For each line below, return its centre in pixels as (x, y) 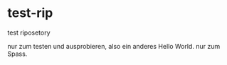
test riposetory (29, 32)
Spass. (17, 54)
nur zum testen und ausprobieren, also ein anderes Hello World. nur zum (114, 46)
